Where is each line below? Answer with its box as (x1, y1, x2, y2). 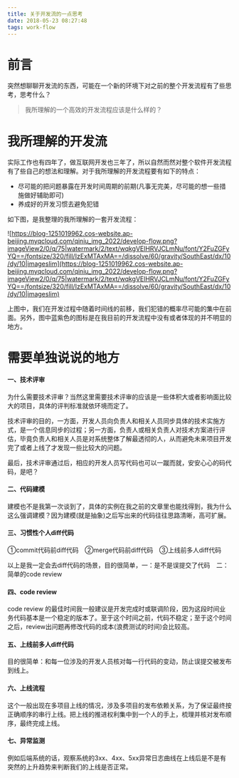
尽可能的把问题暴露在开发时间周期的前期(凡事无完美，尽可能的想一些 (17, 182, 220, 191)
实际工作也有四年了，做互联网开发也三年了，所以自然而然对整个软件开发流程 (7, 158, 232, 167)
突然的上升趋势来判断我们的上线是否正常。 (7, 762, 132, 771)
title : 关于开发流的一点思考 (7, 10, 83, 18)
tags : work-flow (7, 24, 55, 31)
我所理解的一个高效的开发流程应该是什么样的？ (24, 105, 162, 114)
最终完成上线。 (19, 719, 64, 727)
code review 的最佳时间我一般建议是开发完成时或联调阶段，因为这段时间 (7, 605, 220, 613)
